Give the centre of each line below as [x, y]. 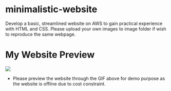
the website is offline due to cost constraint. [59, 84]
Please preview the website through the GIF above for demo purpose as [89, 78]
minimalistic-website [51, 9]
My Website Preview [50, 55]
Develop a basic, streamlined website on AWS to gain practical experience [84, 23]
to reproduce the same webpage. [41, 34]
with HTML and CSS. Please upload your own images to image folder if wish [86, 28]
